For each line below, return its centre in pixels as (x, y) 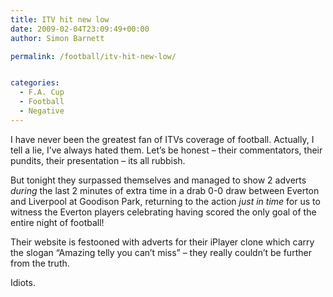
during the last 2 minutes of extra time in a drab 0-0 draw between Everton (165, 190)
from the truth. (40, 263)
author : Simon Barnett (57, 38)
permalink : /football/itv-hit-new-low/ (93, 56)
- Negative (42, 111)
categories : (35, 83)
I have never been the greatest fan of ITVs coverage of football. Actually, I (162, 139)
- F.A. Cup (42, 92)
